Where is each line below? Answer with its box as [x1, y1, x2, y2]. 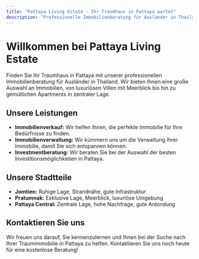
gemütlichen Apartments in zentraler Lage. [6, 91, 111, 98]
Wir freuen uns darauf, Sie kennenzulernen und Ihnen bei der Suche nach [6, 234, 185, 241]
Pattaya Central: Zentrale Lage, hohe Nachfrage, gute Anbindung [14, 201, 176, 208]
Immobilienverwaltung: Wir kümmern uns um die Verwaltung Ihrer [14, 136, 178, 143]
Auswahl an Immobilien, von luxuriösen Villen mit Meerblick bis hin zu [6, 84, 176, 92]
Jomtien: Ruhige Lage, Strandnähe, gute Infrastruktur [14, 188, 146, 196]
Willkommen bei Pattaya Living [6, 40, 161, 53]
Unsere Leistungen [6, 108, 78, 118]
